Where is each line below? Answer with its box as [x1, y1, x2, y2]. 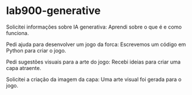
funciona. [6, 29, 29, 36]
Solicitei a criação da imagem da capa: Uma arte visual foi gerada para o [6, 76, 182, 83]
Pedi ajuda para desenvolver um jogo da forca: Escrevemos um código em [6, 41, 186, 48]
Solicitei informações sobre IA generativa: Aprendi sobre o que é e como [6, 23, 182, 30]
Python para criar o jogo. [6, 47, 66, 54]
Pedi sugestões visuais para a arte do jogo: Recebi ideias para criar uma [6, 58, 181, 65]
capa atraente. [6, 64, 42, 71]
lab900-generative [6, 4, 101, 17]
